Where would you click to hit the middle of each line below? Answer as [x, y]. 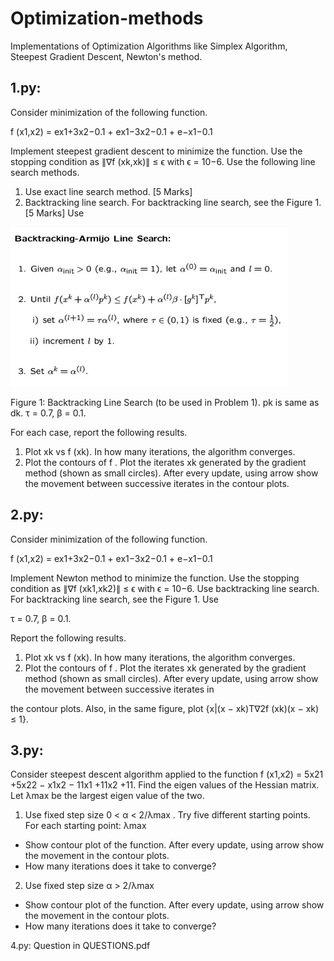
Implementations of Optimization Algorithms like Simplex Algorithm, [149, 46]
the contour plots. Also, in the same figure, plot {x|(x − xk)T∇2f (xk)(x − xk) [165, 708]
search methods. [45, 172]
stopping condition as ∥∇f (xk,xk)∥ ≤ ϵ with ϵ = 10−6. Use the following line [163, 161]
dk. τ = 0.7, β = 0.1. [48, 413]
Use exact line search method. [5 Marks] [108, 191]
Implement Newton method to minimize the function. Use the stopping [155, 578]
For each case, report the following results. [99, 432]
